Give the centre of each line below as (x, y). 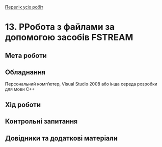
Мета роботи (26, 55)
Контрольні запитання (41, 122)
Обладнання (25, 72)
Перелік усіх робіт (24, 7)
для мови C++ (20, 89)
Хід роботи (23, 104)
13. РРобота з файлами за (60, 27)
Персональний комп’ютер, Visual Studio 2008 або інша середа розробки (81, 84)
